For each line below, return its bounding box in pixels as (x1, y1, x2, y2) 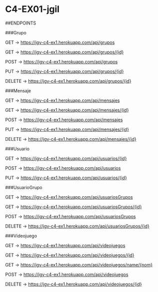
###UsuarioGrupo (5, 184, 42, 190)
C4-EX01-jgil (5, 3, 60, 15)
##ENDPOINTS (5, 20, 36, 26)
